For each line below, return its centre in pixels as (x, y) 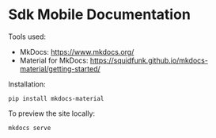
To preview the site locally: (52, 113)
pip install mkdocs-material (56, 98)
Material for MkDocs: (54, 60)
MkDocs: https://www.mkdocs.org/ (77, 52)
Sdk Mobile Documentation (100, 15)
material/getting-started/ (60, 68)
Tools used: (27, 36)
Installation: (27, 84)
